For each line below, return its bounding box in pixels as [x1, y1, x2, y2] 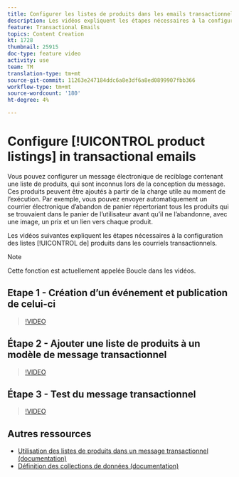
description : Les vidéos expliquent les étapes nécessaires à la [7, 17, 205, 24]
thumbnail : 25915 [7, 43, 59, 51]
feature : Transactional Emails [7, 23, 100, 31]
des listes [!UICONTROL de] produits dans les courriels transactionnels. [7, 238, 218, 247]
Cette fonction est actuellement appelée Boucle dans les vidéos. [7, 266, 196, 275]
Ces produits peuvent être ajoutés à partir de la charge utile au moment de [7, 187, 226, 196]
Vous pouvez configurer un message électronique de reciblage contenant [7, 172, 223, 180]
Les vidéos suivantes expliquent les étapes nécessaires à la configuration [7, 231, 223, 239]
